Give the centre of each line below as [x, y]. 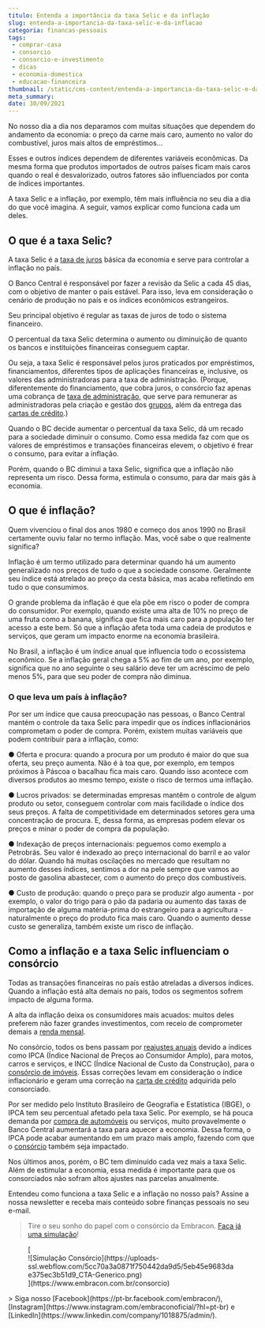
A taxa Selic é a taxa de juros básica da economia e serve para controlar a [129, 259]
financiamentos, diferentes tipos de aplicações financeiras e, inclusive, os [128, 371]
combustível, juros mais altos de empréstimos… [86, 143]
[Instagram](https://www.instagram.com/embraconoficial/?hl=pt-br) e [121, 1307]
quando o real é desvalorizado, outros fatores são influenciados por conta [129, 175]
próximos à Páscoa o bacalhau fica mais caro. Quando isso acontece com [128, 772]
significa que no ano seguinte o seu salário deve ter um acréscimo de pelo [129, 668]
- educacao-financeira [49, 81]
